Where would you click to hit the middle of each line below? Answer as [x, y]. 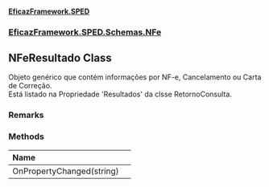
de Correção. [30, 86]
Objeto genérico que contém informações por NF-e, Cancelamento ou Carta [135, 77]
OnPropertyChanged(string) [66, 171]
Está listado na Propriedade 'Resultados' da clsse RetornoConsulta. [120, 94]
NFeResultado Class [60, 57]
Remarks [26, 115]
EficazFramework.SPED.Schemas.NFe [85, 32]
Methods [26, 136]
